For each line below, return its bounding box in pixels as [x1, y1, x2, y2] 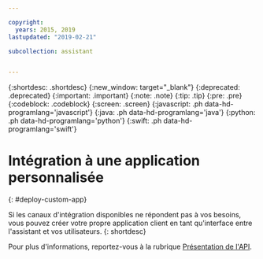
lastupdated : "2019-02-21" [8, 33, 97, 41]
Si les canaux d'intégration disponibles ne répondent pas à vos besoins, [8, 210, 242, 220]
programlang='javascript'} [8, 108, 93, 117]
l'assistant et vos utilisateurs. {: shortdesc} [8, 227, 146, 236]
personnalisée [8, 168, 104, 187]
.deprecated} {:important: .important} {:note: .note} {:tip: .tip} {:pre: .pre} [8, 91, 243, 101]
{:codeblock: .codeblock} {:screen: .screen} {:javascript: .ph [8, 99, 203, 109]
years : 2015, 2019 [15, 25, 76, 34]
